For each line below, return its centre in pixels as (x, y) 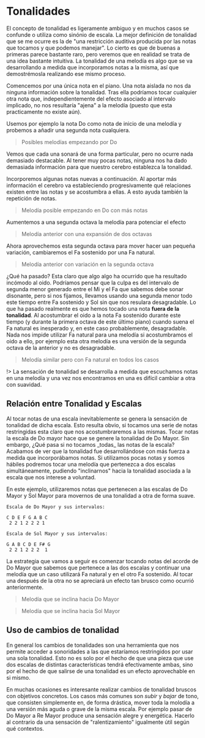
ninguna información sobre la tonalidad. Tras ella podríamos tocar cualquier (102, 92)
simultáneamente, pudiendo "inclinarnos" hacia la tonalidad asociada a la (99, 471)
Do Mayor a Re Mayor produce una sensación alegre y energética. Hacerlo (100, 715)
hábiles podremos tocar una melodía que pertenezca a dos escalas (91, 464)
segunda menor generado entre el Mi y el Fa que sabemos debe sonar (95, 289)
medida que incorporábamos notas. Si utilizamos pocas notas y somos (95, 457)
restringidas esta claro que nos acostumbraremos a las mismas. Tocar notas (102, 432)
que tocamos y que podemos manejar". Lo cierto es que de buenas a (93, 48)
